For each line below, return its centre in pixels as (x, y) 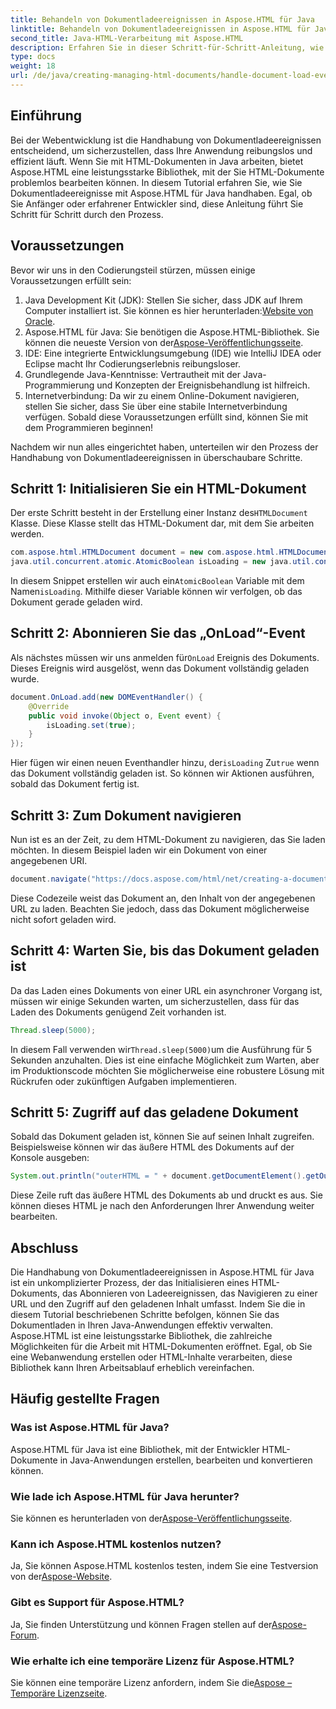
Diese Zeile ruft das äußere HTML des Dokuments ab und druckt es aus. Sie (166, 1195)
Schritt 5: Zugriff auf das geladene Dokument (154, 1112)
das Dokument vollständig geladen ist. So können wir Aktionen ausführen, (162, 773)
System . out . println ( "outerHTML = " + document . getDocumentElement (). (158, 1176)
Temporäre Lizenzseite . (59, 1693)
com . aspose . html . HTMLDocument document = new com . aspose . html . (145, 552)
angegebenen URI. (49, 860)
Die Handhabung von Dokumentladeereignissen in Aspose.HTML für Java (162, 1272)
